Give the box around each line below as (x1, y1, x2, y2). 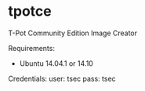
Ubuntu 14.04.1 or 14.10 (19, 58, 94, 68)
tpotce (8, 2, 53, 20)
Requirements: (8, 43, 55, 53)
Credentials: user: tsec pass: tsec (8, 74, 116, 83)
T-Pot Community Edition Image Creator (8, 28, 138, 38)
